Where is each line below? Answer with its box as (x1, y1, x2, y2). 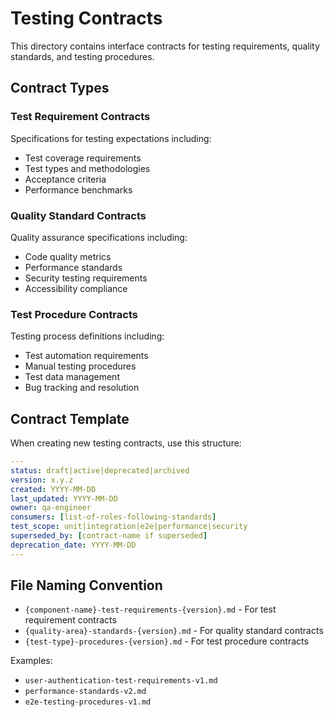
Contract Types (10, 80, 110, 97)
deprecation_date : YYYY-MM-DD (10, 540, 137, 550)
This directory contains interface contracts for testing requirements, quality (10, 40, 320, 52)
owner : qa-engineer (10, 503, 92, 513)
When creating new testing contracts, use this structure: (10, 437, 242, 449)
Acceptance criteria (24, 173, 107, 185)
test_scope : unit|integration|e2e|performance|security (10, 522, 248, 532)
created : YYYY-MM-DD (10, 484, 97, 494)
